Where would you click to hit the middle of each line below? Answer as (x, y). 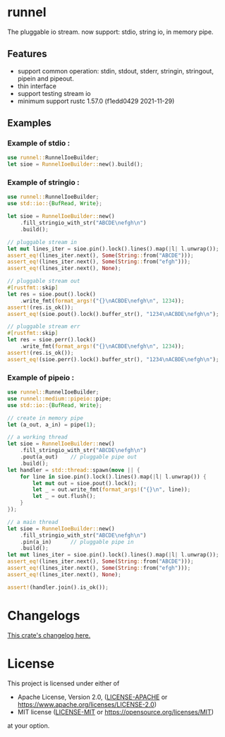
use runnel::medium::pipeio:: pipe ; (60, 398)
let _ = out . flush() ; (65, 497)
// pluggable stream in (42, 242)
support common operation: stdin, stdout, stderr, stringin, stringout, (115, 71)
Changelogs (44, 615)
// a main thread (33, 522)
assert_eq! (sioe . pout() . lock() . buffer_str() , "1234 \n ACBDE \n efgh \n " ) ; (113, 314)
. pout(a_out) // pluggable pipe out (79, 457)
